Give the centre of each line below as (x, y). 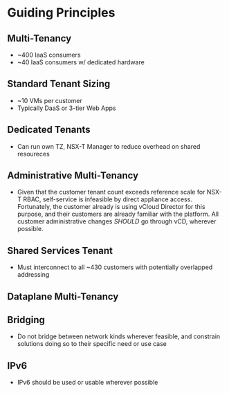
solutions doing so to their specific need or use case (92, 344)
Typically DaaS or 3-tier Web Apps (66, 108)
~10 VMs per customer (50, 100)
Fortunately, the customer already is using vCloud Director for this (111, 207)
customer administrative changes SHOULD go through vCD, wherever (117, 221)
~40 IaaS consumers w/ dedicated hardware (81, 62)
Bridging (26, 320)
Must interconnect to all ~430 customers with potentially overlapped (115, 267)
